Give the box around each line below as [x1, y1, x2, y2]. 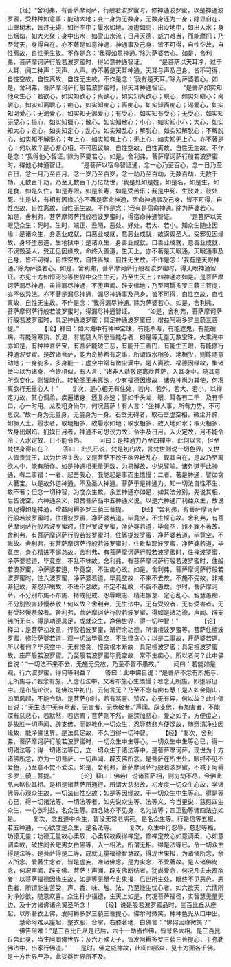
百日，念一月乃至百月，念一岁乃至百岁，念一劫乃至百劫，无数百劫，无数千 [7, 169, 218, 178]
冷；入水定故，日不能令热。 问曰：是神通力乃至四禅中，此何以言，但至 [7, 436, 220, 444]
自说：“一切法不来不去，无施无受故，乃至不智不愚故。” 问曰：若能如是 [7, 660, 217, 668]
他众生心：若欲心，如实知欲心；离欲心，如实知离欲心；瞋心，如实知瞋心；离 [7, 92, 224, 100]
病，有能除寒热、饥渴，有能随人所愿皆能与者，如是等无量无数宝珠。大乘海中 [7, 333, 224, 341]
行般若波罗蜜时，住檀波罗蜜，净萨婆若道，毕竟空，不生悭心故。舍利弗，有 [7, 513, 218, 522]
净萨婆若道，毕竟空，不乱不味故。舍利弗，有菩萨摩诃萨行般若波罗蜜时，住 [7, 557, 218, 564]
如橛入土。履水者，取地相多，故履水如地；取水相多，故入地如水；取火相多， [7, 419, 224, 427]
